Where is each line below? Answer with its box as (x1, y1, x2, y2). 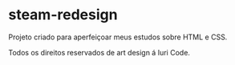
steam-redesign (8, 6, 118, 24)
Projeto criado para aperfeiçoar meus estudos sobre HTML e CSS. (8, 32, 228, 42)
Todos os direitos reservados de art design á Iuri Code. (8, 47, 191, 57)
